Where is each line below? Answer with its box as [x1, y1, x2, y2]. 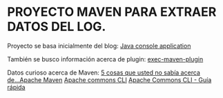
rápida [7, 83, 26, 91]
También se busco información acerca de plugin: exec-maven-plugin [7, 55, 204, 63]
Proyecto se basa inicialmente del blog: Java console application [7, 41, 191, 50]
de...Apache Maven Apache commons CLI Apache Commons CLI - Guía [7, 75, 212, 84]
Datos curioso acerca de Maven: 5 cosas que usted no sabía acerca [7, 68, 200, 77]
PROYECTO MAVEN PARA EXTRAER [7, 4, 217, 20]
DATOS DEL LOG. [7, 19, 106, 35]
